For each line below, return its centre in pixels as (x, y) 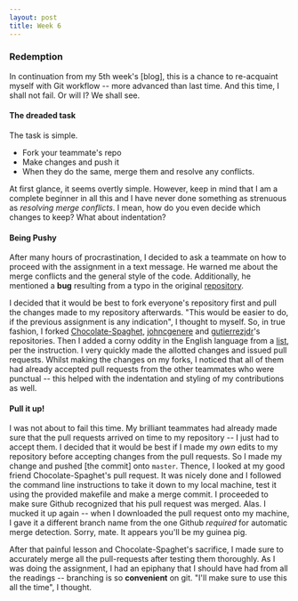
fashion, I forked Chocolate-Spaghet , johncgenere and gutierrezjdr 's (135, 331)
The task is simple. (44, 135)
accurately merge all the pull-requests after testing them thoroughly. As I (142, 559)
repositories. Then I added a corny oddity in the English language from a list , (149, 341)
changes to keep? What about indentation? (88, 217)
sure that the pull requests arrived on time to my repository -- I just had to (144, 438)
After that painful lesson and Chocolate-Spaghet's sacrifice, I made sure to (147, 549)
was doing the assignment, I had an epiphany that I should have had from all (149, 569)
